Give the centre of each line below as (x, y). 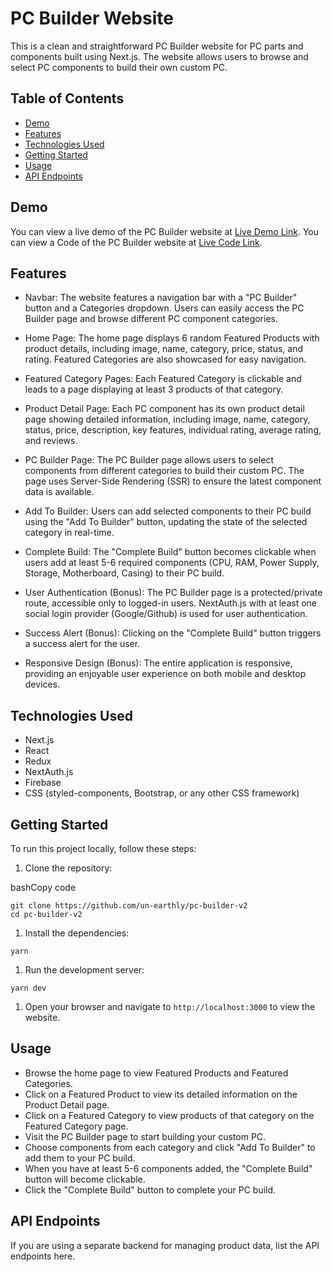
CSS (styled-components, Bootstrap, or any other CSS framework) (162, 793)
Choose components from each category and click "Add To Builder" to (170, 1147)
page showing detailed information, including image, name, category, (167, 419)
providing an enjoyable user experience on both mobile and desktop (165, 674)
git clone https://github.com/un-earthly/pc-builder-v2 (129, 906)
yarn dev (28, 988)
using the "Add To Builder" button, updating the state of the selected (166, 522)
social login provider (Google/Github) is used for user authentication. (166, 614)
